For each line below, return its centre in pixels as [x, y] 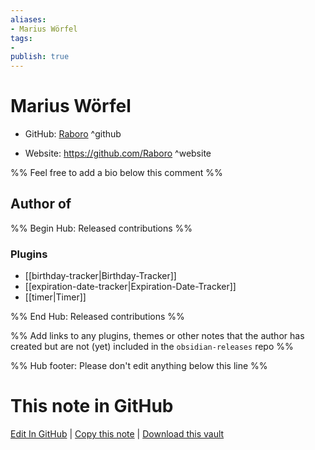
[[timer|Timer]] [55, 297]
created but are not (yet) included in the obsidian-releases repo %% [152, 347]
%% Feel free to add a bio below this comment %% [116, 173]
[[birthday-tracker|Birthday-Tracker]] [100, 276]
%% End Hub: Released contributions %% [97, 317]
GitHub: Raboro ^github [73, 134]
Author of [41, 204]
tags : [21, 38]
